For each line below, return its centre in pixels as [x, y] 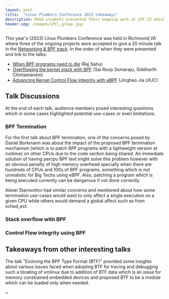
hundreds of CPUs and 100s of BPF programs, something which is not [77, 170]
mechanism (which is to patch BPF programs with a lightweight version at [81, 148]
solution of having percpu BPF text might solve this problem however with [82, 159]
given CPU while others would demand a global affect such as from [75, 201]
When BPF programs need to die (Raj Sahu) [58, 64]
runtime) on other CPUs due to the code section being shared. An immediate [84, 154]
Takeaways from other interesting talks [68, 249]
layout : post [19, 10]
